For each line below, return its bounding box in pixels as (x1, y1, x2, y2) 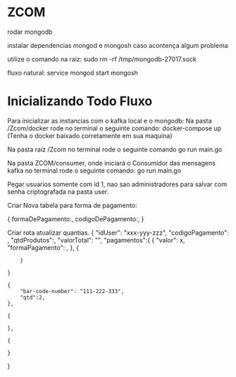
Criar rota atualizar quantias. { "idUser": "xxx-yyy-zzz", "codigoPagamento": (7, 228, 229, 237)
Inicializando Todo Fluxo (7, 93, 153, 109)
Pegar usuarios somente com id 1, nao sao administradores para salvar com (7, 180, 228, 188)
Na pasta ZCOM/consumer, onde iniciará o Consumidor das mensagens (7, 159, 216, 167)
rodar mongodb (7, 27, 53, 36)
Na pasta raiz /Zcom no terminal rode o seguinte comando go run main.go (7, 145, 223, 154)
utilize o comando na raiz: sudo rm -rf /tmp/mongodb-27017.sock (7, 54, 197, 63)
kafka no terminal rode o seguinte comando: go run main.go (7, 166, 182, 175)
